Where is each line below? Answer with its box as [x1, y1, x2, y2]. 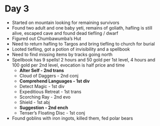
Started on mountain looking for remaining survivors [11, 19, 119, 25]
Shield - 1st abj [19, 99, 50, 105]
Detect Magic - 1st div [19, 83, 65, 89]
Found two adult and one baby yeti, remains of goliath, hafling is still [11, 24, 152, 30]
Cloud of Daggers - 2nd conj [19, 72, 78, 78]
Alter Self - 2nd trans [19, 67, 64, 73]
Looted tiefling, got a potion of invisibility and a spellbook [11, 46, 130, 52]
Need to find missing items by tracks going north [11, 51, 113, 57]
